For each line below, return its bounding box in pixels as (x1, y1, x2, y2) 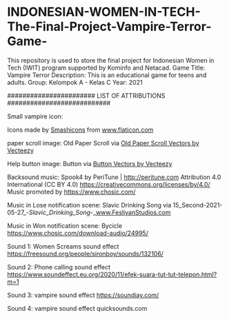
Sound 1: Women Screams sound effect (7, 242, 119, 250)
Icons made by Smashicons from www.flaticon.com (7, 125, 154, 134)
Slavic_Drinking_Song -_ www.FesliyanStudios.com (28, 208, 171, 216)
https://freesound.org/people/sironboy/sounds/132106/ (7, 249, 164, 258)
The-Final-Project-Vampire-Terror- (7, 19, 212, 34)
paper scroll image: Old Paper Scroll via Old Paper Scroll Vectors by (7, 138, 200, 147)
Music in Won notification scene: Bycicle (7, 221, 123, 229)
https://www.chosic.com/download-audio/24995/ (7, 229, 148, 237)
